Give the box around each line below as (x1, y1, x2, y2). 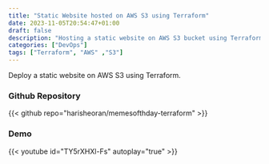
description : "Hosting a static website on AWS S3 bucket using (8, 33, 227, 42)
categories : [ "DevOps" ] (8, 41, 88, 49)
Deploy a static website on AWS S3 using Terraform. (8, 71, 182, 80)
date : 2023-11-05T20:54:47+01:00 (8, 19, 120, 27)
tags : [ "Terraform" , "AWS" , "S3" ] (8, 49, 124, 57)
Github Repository (8, 90, 82, 101)
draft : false (8, 26, 52, 34)
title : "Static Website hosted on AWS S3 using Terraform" (8, 11, 210, 20)
